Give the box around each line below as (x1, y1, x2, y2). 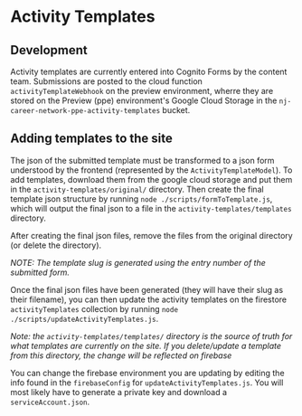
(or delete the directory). (10, 240, 102, 251)
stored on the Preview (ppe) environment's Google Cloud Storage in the (10, 95, 278, 106)
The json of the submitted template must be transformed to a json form (10, 155, 275, 165)
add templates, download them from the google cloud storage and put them (10, 174, 293, 184)
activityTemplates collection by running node (10, 303, 179, 314)
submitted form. (10, 267, 71, 278)
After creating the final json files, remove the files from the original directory (10, 230, 293, 241)
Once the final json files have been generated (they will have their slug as (10, 284, 284, 295)
